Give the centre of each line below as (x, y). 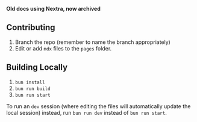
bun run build (33, 89)
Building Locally (37, 68)
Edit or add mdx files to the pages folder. (63, 48)
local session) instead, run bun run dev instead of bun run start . (86, 112)
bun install (30, 82)
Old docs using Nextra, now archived (53, 9)
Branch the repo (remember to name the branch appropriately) (92, 42)
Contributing (31, 27)
